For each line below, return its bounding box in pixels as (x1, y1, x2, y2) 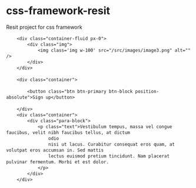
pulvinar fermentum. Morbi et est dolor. (6, 159, 109, 165)
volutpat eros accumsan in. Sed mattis (6, 147, 104, 153)
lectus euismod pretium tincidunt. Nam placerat (48, 153, 170, 159)
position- (135, 88, 160, 95)
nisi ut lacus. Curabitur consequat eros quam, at (48, 141, 175, 147)
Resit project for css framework (6, 23, 82, 31)
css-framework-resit (6, 4, 111, 18)
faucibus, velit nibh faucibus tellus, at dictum (6, 129, 131, 136)
